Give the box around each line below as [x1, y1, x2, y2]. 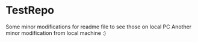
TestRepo [5, 4, 55, 17]
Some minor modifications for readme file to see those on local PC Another [5, 23, 192, 30]
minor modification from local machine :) [5, 29, 107, 36]
